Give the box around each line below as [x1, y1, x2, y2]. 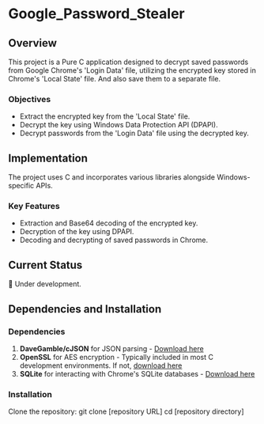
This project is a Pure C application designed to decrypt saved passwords [8, 57, 249, 66]
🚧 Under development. [8, 279, 81, 289]
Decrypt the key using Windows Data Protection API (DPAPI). [19, 120, 219, 130]
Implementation [8, 151, 89, 165]
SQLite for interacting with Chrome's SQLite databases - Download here [19, 369, 255, 378]
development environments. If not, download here [19, 361, 183, 370]
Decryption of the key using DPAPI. [19, 227, 134, 237]
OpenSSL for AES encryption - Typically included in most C [19, 352, 213, 362]
